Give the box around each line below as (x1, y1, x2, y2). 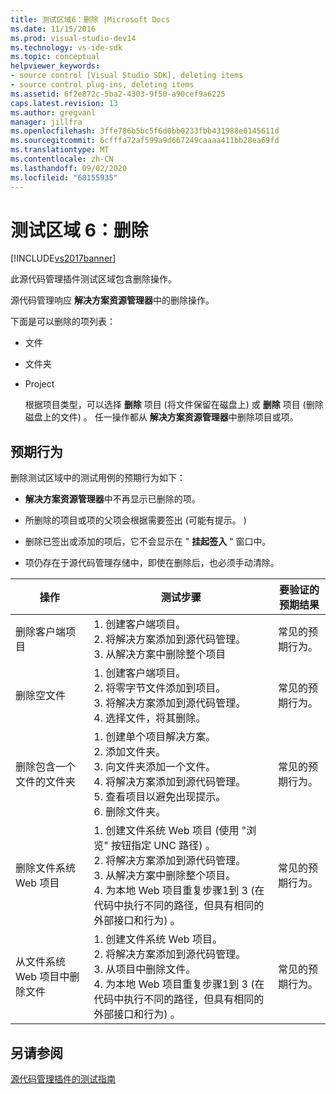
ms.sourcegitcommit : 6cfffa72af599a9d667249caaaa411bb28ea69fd (10, 136, 280, 146)
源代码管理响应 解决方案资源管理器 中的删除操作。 (10, 294, 215, 306)
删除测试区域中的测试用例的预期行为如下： (10, 472, 186, 484)
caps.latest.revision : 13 (10, 98, 118, 108)
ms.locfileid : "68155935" (10, 172, 118, 183)
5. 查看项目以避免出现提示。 (93, 790, 227, 804)
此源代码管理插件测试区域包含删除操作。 (10, 273, 177, 285)
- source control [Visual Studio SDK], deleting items (10, 71, 244, 81)
